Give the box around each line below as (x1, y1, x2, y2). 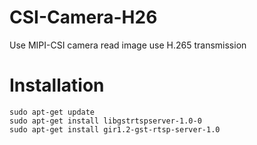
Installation (9, 74, 105, 97)
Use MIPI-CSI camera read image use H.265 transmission (9, 39, 247, 51)
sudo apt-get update (9, 107, 96, 117)
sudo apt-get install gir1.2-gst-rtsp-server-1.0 (9, 124, 221, 135)
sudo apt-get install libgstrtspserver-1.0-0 (9, 116, 202, 126)
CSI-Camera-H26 (9, 6, 158, 29)
